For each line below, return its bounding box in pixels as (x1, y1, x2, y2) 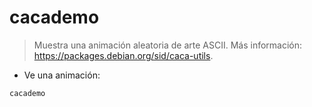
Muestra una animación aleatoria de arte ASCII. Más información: (33, 39, 303, 51)
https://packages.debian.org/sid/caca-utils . (33, 49, 214, 61)
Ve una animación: (23, 69, 101, 81)
